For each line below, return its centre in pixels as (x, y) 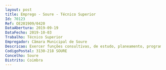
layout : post (19, 10)
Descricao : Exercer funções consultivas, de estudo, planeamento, (75, 46)
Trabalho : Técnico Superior (34, 37)
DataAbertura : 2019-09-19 (32, 28)
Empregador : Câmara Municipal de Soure (46, 42)
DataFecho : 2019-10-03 (28, 33)
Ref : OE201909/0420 (25, 23)
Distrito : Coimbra (24, 60)
